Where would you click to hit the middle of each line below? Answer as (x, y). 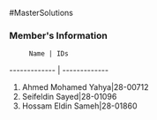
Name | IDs (49, 54)
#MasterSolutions (41, 13)
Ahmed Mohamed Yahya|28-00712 (85, 87)
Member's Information (58, 35)
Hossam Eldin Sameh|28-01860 (79, 106)
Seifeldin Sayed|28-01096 (69, 97)
